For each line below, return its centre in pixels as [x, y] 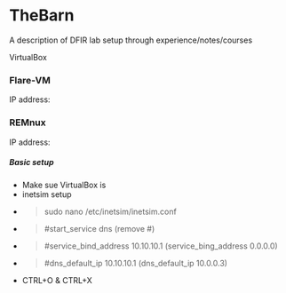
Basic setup [32, 162]
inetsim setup [47, 194]
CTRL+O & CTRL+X [57, 280]
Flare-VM [30, 80]
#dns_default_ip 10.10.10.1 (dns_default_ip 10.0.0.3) [136, 263]
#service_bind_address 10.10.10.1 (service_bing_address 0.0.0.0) [161, 246]
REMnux [28, 123]
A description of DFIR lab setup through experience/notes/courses [131, 40]
